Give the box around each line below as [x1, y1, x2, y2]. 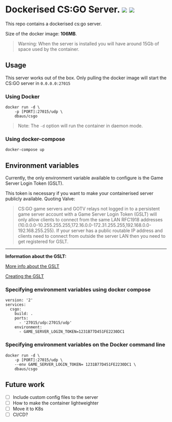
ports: [14, 315, 29, 321]
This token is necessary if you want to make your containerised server [5, 190, 154, 197]
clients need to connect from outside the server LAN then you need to [17, 233, 166, 239]
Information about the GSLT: [5, 253, 67, 259]
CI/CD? [12, 411, 28, 417]
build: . [14, 311, 33, 316]
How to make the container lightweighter [12, 400, 99, 406]
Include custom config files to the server [12, 394, 98, 400]
